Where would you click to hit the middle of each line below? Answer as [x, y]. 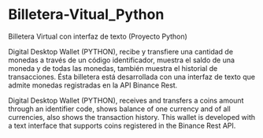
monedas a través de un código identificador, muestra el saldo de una [121, 60]
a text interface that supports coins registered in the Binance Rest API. [122, 125]
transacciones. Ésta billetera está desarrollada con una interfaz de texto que [132, 76]
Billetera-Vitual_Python [86, 15]
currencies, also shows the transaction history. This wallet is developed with [132, 117]
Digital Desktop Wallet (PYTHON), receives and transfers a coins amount [126, 100]
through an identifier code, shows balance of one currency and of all [119, 109]
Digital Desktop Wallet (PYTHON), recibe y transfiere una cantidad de [121, 51]
